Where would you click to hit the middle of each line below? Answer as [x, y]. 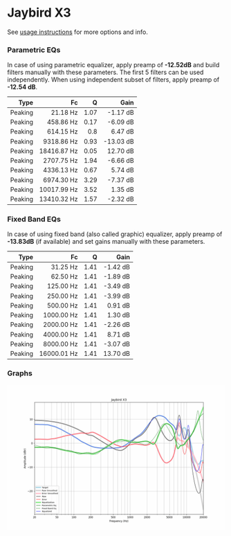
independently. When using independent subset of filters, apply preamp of [113, 80]
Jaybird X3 [39, 13]
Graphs [20, 373]
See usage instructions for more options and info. [78, 32]
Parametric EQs [34, 50]
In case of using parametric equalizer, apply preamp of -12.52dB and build [113, 65]
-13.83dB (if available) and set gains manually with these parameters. [106, 242]
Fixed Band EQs [34, 219]
